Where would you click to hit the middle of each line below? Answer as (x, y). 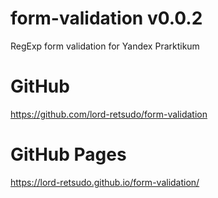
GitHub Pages (68, 154)
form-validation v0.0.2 (106, 18)
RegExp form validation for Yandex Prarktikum (105, 46)
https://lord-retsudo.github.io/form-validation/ (105, 182)
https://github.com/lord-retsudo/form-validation (109, 114)
